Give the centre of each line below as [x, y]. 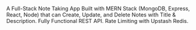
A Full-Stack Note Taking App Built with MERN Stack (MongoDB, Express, [98, 9]
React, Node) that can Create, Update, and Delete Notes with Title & [91, 15]
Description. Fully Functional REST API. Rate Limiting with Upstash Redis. [97, 21]
